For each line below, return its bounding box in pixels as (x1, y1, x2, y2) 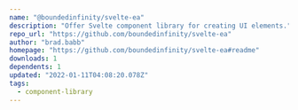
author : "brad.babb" (9, 37, 86, 47)
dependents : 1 (9, 63, 62, 72)
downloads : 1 (9, 54, 58, 63)
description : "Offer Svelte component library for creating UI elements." (9, 21, 292, 30)
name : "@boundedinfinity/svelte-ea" (9, 12, 145, 22)
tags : (9, 79, 29, 88)
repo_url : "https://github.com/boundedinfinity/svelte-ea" (9, 29, 232, 38)
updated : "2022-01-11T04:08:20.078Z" (9, 71, 149, 80)
